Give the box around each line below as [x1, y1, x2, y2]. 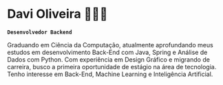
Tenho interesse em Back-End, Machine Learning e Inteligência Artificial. [7, 70, 213, 78]
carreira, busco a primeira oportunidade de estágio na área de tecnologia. [7, 62, 217, 71]
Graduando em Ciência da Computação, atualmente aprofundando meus [7, 40, 213, 49]
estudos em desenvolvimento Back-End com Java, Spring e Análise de [7, 48, 208, 56]
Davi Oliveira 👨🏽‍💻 [7, 6, 108, 22]
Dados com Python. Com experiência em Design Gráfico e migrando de [7, 55, 210, 64]
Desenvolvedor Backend [7, 29, 72, 36]
